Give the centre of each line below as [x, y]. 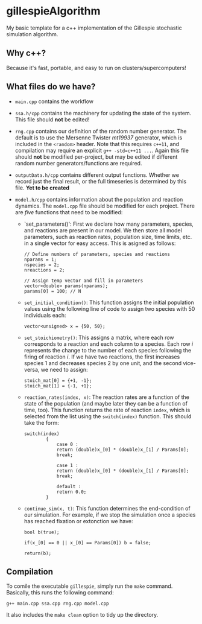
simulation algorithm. [32, 34]
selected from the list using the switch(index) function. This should [108, 416]
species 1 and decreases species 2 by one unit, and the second [103, 363]
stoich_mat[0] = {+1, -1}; [58, 380]
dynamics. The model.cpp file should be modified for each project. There [105, 206]
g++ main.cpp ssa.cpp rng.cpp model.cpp [58, 604]
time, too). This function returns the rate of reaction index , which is [107, 410]
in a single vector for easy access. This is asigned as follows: [100, 243]
